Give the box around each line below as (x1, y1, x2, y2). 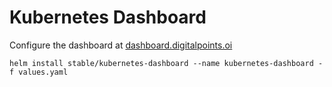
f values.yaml (9, 67, 69, 77)
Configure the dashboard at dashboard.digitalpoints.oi (9, 39, 233, 51)
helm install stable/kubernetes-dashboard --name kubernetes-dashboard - (9, 58, 324, 68)
